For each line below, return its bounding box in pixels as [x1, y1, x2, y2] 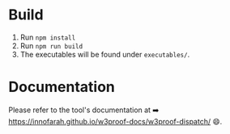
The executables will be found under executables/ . [19, 49, 190, 59]
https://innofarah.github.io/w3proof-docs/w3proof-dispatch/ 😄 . [8, 116, 223, 126]
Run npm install [19, 32, 76, 42]
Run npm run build [19, 40, 83, 50]
